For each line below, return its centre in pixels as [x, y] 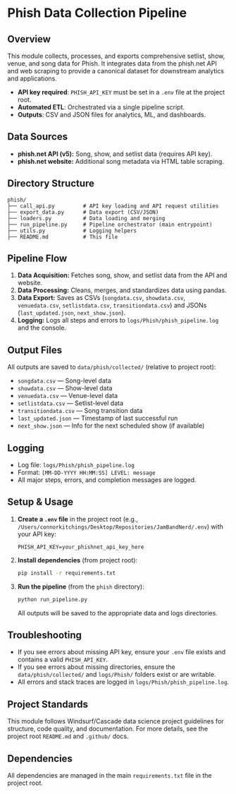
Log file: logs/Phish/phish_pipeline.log [76, 465]
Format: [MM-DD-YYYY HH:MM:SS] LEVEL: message [86, 473]
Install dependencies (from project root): [77, 560]
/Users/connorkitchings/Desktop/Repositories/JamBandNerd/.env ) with [120, 527]
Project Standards [48, 704]
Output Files [35, 350]
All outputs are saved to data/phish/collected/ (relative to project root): [112, 367]
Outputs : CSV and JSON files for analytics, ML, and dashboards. [112, 115]
